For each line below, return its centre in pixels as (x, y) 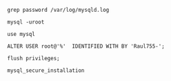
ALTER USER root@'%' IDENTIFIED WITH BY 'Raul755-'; (86, 46)
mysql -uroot (26, 22)
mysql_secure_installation (46, 71)
